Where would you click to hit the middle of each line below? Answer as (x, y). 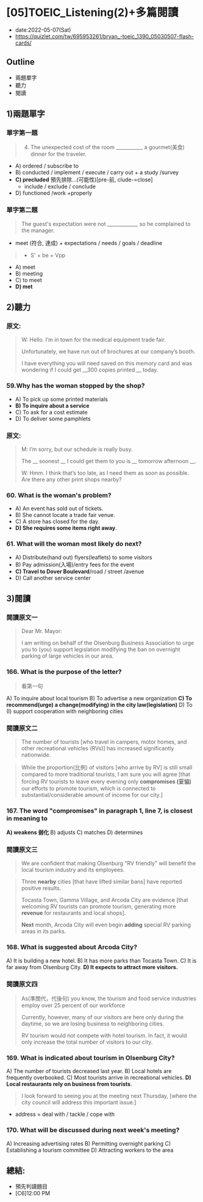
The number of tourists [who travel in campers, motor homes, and (104, 742)
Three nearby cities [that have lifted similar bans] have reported (101, 882)
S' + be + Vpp (48, 255)
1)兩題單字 (26, 114)
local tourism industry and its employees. (73, 870)
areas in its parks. (44, 931)
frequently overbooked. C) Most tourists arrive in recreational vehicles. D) (99, 1078)
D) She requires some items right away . (66, 528)
